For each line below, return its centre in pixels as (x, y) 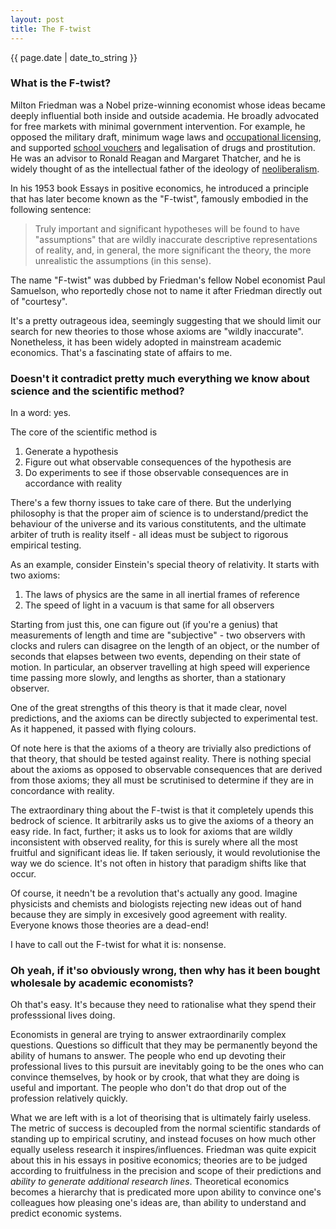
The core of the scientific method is (84, 432)
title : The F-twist (51, 29)
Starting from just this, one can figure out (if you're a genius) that (144, 625)
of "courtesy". (39, 301)
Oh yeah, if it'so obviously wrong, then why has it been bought (165, 971)
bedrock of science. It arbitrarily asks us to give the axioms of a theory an (162, 821)
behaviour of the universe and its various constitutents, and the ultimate (158, 524)
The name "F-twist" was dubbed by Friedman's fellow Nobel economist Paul (168, 280)
